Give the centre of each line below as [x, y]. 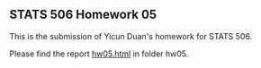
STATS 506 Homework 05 [83, 15]
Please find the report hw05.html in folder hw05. [99, 54]
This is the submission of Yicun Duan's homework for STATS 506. [131, 36]
